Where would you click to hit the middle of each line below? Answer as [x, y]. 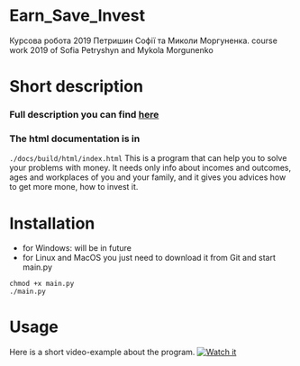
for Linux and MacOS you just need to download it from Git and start [149, 258]
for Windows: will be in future [77, 248]
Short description [77, 87]
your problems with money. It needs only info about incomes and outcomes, [150, 168]
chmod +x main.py [42, 284]
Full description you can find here [84, 115]
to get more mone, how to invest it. [74, 187]
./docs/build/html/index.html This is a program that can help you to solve [148, 158]
